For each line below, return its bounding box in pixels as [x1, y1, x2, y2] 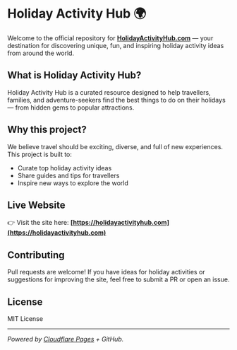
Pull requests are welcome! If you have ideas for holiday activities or [7, 268, 206, 276]
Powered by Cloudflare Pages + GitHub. [7, 335, 124, 343]
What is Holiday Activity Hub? [7, 69, 142, 81]
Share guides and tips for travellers [17, 171, 120, 180]
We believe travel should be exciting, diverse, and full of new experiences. [7, 142, 224, 151]
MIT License [7, 315, 44, 322]
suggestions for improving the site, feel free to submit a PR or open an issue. [7, 275, 230, 284]
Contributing [7, 249, 65, 261]
